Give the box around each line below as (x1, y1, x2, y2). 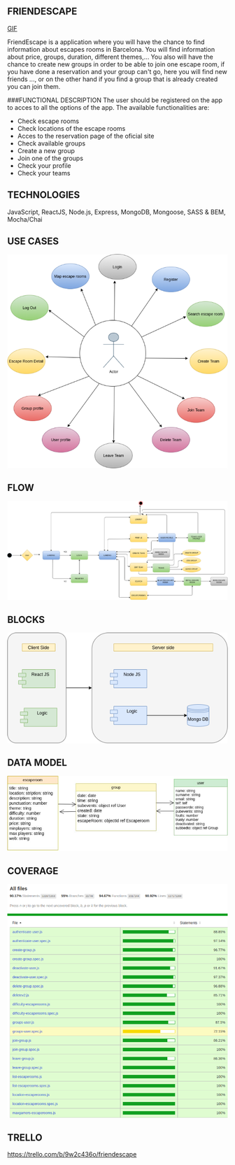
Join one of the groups (17, 154, 84, 162)
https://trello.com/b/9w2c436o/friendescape (7, 1150, 137, 1159)
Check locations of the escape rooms (17, 124, 126, 132)
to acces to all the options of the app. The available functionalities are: (7, 103, 210, 111)
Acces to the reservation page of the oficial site (17, 131, 155, 140)
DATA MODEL (7, 757, 68, 769)
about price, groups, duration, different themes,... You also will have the (7, 52, 213, 61)
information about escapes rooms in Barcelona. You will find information (7, 45, 215, 53)
